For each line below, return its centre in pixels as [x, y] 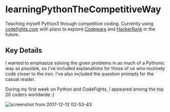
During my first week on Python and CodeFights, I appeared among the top [84, 89]
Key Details [24, 50]
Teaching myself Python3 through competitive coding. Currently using [79, 24]
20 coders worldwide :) [30, 94]
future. [12, 34]
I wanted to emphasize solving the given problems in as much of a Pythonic [85, 63]
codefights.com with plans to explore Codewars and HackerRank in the [80, 29]
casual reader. [20, 79]
